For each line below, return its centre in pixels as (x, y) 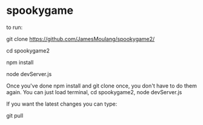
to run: (15, 27)
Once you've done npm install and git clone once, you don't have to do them (101, 86)
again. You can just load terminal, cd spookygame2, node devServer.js (94, 92)
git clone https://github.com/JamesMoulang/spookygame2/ (81, 39)
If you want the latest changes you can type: (62, 104)
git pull (15, 115)
